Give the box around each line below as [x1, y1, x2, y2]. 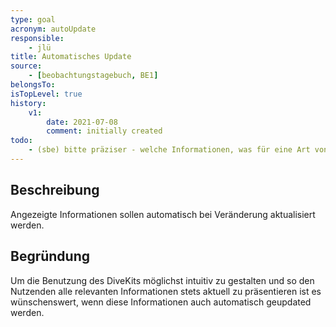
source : [10, 61, 43, 71]
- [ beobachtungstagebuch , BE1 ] [28, 71, 159, 81]
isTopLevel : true [10, 89, 83, 99]
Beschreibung [10, 182, 100, 199]
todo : [10, 136, 33, 146]
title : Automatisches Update [10, 52, 132, 62]
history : [10, 98, 47, 108]
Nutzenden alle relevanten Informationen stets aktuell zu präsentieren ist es [10, 285, 322, 297]
